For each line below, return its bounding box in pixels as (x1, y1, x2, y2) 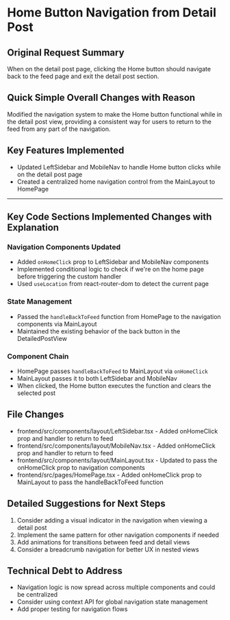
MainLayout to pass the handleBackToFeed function (16, 478, 164, 486)
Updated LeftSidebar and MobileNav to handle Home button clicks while (16, 163, 221, 171)
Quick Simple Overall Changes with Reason (7, 92, 196, 104)
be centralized (16, 591, 58, 599)
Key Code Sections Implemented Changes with (7, 211, 212, 223)
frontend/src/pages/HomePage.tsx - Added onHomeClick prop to (16, 470, 202, 479)
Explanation (7, 222, 60, 234)
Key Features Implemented (7, 145, 125, 156)
